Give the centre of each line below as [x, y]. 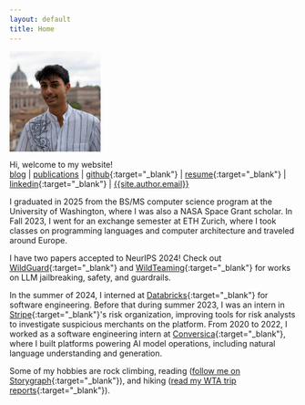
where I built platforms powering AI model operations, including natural [142, 343]
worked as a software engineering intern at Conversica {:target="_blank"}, [148, 334]
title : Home [32, 29]
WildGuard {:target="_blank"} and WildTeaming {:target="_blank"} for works [150, 267]
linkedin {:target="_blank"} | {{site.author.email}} [99, 183]
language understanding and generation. [86, 353]
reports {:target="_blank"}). [60, 390]
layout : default [40, 19]
